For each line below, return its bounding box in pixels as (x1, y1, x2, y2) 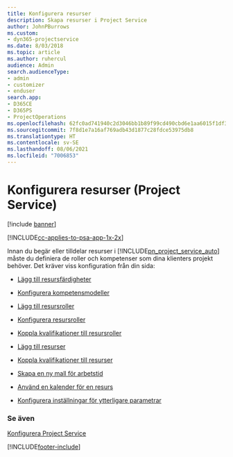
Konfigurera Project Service (7, 429, 87, 438)
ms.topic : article (7, 49, 60, 56)
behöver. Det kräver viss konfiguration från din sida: (7, 261, 155, 269)
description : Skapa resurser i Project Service (7, 17, 148, 24)
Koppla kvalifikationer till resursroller (17, 329, 122, 337)
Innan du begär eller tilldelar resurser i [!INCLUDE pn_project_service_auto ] (7, 247, 220, 255)
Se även (7, 413, 35, 423)
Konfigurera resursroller (17, 315, 86, 324)
